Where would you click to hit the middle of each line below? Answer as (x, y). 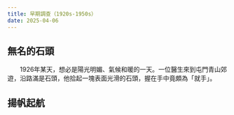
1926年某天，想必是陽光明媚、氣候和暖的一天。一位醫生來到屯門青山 (120, 70)
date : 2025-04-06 (33, 21)
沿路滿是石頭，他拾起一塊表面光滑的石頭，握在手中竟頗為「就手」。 (118, 78)
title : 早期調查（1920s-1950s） (52, 14)
